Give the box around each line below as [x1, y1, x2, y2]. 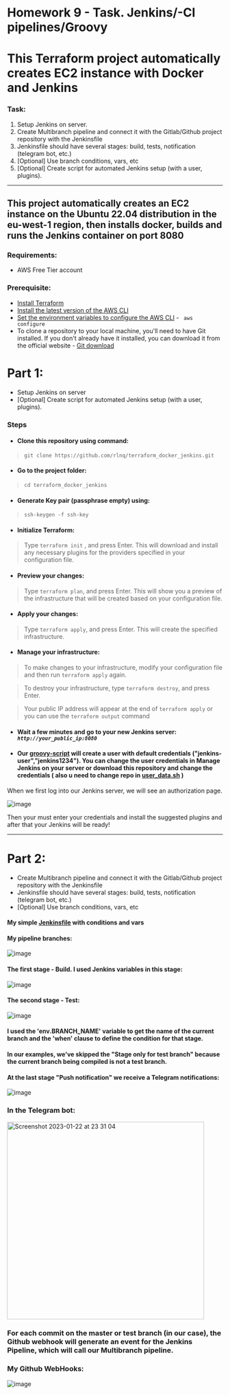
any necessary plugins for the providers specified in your [23, 548, 186, 557]
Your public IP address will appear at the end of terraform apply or [23, 704, 214, 712]
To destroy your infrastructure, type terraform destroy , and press [23, 683, 210, 692]
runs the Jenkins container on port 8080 [7, 230, 184, 242]
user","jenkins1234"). [16, 757, 81, 765]
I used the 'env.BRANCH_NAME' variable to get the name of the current [7, 1027, 214, 1035]
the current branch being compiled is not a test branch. [7, 1058, 168, 1066]
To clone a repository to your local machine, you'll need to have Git [16, 326, 206, 334]
